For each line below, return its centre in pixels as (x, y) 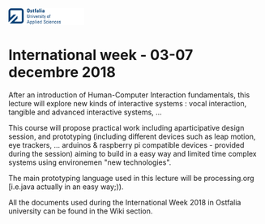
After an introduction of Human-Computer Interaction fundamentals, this (129, 95)
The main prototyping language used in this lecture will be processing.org (131, 178)
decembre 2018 (62, 73)
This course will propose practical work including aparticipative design (126, 127)
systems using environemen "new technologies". (90, 162)
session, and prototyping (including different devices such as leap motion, (132, 136)
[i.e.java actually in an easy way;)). (66, 187)
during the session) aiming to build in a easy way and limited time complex (132, 153)
